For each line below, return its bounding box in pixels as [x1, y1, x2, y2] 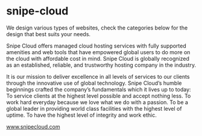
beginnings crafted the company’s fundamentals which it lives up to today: [6, 85, 191, 93]
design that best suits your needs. [6, 30, 91, 37]
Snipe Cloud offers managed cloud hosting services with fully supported [6, 42, 187, 49]
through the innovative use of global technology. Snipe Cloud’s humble [6, 79, 182, 87]
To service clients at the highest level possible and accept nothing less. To [6, 92, 191, 99]
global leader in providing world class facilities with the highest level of [6, 105, 182, 112]
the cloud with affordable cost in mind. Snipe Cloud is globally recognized [6, 55, 190, 62]
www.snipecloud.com [6, 123, 60, 130]
